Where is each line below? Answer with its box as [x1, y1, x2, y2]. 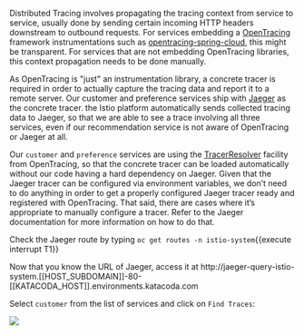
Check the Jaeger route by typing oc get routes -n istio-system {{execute [9, 234, 292, 244]
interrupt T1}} [9, 244, 60, 254]
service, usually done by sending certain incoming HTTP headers [9, 17, 254, 28]
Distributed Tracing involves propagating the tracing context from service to [9, 8, 293, 18]
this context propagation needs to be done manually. [9, 56, 207, 66]
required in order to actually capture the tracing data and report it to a [9, 84, 270, 94]
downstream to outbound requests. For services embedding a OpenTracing [9, 27, 291, 37]
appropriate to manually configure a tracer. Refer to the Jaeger [9, 207, 244, 217]
